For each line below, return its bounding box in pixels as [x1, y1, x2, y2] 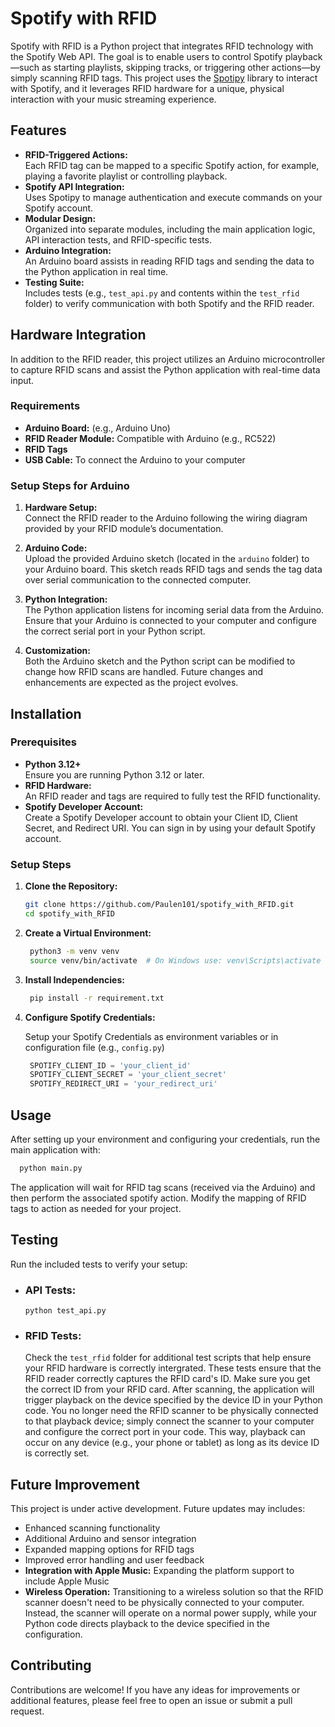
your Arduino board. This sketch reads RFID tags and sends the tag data [24, 563, 323, 576]
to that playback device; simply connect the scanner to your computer [24, 1415, 315, 1427]
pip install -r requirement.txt [29, 993, 165, 1003]
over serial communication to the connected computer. [24, 574, 252, 586]
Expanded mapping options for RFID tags [24, 1543, 195, 1556]
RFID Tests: [24, 1328, 82, 1342]
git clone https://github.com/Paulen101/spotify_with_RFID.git [24, 900, 295, 910]
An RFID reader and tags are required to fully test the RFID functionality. [24, 790, 321, 802]
